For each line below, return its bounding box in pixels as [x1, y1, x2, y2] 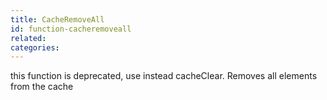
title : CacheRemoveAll [10, 14, 105, 25]
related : [10, 33, 47, 43]
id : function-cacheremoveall [10, 24, 132, 34]
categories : [10, 42, 60, 53]
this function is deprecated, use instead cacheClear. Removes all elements [10, 70, 318, 82]
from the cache [10, 81, 74, 93]
